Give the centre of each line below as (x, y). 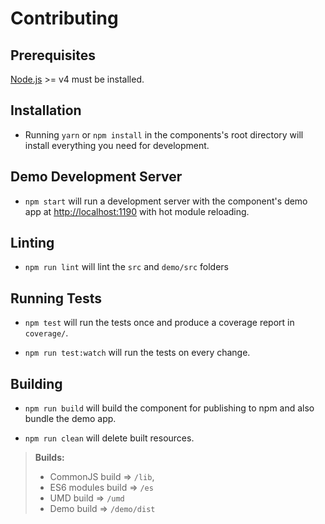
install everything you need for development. (117, 145)
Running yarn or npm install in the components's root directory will (164, 134)
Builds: (49, 458)
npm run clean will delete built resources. (109, 438)
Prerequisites (53, 55)
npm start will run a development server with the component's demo (166, 201)
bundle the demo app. (70, 419)
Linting (32, 243)
